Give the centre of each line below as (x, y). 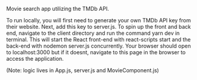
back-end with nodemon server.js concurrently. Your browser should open (98, 46)
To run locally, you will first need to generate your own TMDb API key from (98, 20)
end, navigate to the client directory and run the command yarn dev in (93, 33)
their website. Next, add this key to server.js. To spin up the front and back (98, 27)
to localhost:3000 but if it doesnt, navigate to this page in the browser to (96, 52)
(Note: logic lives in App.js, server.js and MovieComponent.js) (83, 70)
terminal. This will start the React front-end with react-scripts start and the (98, 39)
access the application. (35, 59)
